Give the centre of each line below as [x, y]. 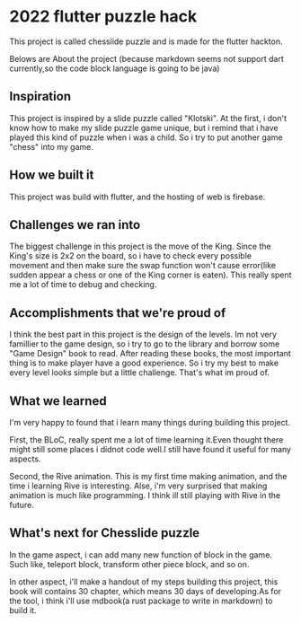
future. [22, 505]
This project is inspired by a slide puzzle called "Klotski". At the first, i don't [148, 118]
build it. [23, 610]
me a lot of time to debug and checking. [83, 285]
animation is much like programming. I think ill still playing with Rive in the [145, 495]
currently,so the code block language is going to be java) [115, 68]
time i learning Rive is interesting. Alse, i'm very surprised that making [138, 486]
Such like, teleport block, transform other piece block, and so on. [129, 564]
